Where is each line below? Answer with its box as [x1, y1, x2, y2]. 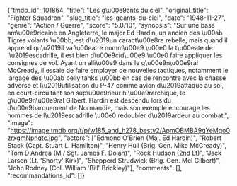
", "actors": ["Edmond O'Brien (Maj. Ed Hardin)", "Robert [57, 134, 221, 142]
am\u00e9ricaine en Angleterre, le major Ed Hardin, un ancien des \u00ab [7, 28, 223, 37]
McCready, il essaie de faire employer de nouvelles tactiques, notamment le [7, 66, 229, 74]
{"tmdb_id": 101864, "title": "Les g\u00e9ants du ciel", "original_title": [7, 6, 209, 14]
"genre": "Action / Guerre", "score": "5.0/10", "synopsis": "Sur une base [7, 21, 216, 29]
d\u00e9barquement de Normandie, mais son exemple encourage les [7, 104, 211, 112]
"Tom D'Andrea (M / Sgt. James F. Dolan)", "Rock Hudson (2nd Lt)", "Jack [7, 149, 221, 157]
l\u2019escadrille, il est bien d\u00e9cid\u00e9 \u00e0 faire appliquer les [7, 51, 223, 59]
